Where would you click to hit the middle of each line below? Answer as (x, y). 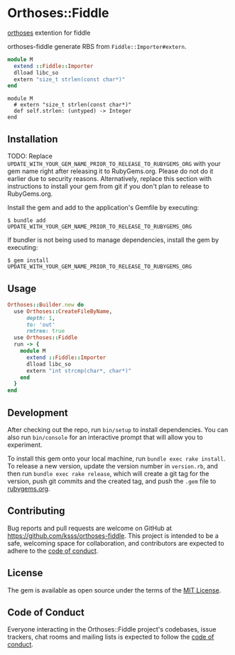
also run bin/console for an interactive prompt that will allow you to (105, 437)
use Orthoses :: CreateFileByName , (63, 311)
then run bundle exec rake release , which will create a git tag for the (108, 474)
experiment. (25, 445)
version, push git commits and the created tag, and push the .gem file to (112, 481)
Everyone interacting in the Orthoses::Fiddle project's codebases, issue (112, 629)
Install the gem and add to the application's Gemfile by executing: (103, 208)
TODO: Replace (30, 156)
